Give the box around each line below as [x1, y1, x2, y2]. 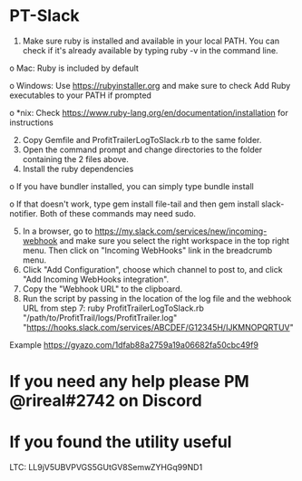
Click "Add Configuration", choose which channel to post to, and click [22, 264, 283, 274]
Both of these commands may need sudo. [39, 207, 197, 218]
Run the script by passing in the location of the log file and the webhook [22, 293, 292, 303]
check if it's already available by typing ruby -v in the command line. [22, 44, 278, 55]
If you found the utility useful [9, 432, 232, 453]
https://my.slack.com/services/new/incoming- [94, 226, 268, 236]
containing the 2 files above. [22, 153, 130, 164]
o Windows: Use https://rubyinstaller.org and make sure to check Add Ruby [9, 80, 291, 91]
